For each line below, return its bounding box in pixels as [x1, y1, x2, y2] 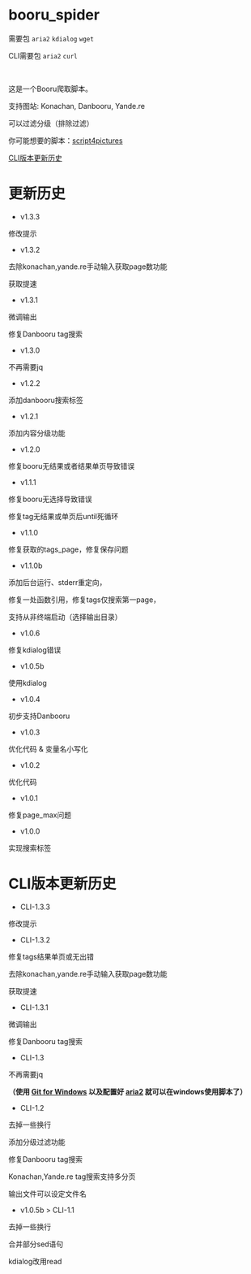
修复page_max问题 [8, 810, 71, 820]
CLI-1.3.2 [19, 934, 51, 944]
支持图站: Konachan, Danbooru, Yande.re [8, 101, 146, 110]
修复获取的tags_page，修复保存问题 [8, 544, 129, 554]
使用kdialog [8, 678, 47, 687]
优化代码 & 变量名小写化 [8, 743, 88, 753]
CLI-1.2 [19, 1103, 45, 1112]
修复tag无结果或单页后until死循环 [8, 511, 119, 521]
